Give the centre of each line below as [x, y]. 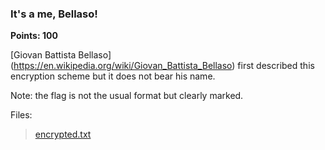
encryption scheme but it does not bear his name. [113, 76]
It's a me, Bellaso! [54, 14]
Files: [21, 115]
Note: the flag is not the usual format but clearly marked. [127, 96]
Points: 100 [34, 36]
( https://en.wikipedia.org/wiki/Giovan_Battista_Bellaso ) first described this [162, 66]
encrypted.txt [63, 134]
